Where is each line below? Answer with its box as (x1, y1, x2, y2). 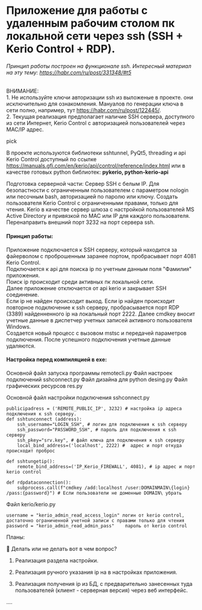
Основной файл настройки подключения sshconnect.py (6, 393, 150, 401)
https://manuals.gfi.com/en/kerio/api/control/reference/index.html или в (6, 162, 186, 170)
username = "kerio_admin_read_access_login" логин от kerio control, (6, 512, 185, 518)
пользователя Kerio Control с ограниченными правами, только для (6, 200, 179, 207)
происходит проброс (6, 448, 55, 454)
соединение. (6, 291, 39, 298)
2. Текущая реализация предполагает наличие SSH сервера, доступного (6, 113, 195, 121)
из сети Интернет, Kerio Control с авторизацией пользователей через (6, 119, 185, 127)
